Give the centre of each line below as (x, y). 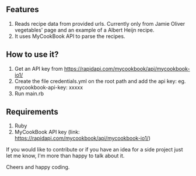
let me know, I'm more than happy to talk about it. (65, 156)
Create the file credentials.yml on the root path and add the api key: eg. (100, 81)
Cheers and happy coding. (38, 167)
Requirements (32, 112)
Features (22, 10)
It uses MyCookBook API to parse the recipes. (70, 36)
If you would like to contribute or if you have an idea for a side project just (94, 150)
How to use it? (32, 55)
